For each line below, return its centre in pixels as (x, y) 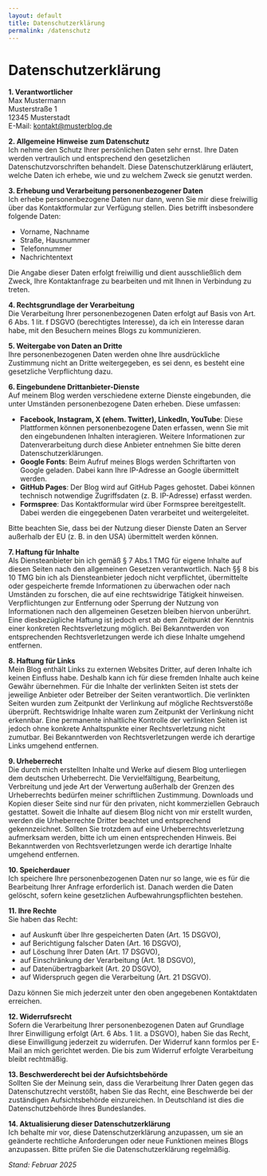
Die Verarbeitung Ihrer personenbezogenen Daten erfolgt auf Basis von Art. (132, 314)
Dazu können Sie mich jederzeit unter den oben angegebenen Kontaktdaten (133, 993)
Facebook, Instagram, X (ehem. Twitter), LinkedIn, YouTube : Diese (131, 419)
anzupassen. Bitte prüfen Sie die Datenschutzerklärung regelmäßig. (120, 1150)
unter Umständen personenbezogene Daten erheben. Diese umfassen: (124, 404)
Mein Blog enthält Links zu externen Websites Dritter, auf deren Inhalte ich (130, 669)
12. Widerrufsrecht (40, 1017)
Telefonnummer (46, 249)
